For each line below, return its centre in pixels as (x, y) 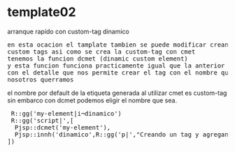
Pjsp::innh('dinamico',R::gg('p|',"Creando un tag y (107, 134)
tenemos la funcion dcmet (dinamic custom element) (98, 59)
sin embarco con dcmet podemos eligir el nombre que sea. (92, 100)
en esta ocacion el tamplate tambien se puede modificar (107, 45)
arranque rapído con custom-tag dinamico (68, 31)
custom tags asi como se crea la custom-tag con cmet (101, 52)
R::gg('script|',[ (42, 120)
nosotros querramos (41, 79)
